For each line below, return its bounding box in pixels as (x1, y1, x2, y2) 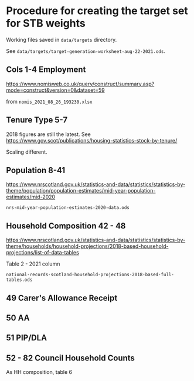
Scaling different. (6, 148, 48, 155)
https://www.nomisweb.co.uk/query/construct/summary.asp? (6, 80, 155, 87)
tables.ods (6, 277, 33, 283)
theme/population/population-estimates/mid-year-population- (6, 187, 156, 194)
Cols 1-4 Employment (6, 65, 86, 75)
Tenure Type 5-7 (6, 115, 68, 125)
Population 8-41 (6, 165, 66, 175)
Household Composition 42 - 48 (6, 221, 126, 231)
